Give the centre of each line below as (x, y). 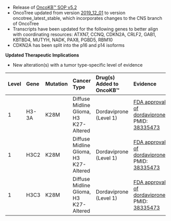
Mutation (56, 84)
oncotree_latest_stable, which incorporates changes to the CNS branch (87, 18)
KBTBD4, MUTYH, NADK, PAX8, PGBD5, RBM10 (63, 40)
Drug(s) (106, 77)
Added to (107, 84)
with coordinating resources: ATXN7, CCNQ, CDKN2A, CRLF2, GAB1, (84, 34)
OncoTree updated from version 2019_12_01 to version (69, 13)
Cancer (82, 81)
